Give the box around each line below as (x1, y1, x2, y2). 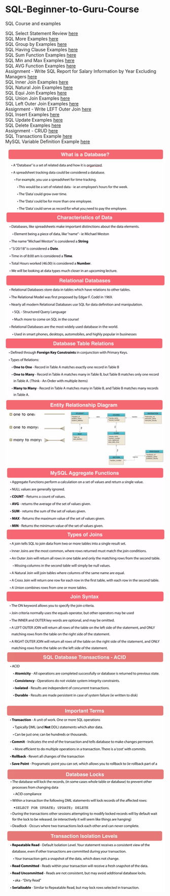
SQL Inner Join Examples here (5, 79, 69, 85)
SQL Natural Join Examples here (5, 84, 73, 90)
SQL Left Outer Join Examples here (5, 100, 79, 106)
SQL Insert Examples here (5, 111, 60, 118)
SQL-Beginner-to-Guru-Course (5, 4, 140, 15)
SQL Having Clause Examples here (5, 46, 78, 52)
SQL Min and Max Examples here (5, 57, 75, 63)
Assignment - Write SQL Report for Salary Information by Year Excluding (5, 68, 156, 74)
